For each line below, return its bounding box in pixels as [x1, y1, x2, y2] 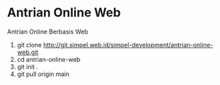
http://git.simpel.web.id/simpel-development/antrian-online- [43, 40, 214, 49]
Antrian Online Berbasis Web [7, 27, 88, 36]
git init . [16, 62, 38, 71]
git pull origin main [16, 70, 70, 78]
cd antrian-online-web [16, 55, 81, 63]
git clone [16, 40, 42, 49]
